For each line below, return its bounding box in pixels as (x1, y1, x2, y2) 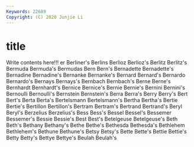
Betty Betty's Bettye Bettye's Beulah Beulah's (6, 134, 117, 142)
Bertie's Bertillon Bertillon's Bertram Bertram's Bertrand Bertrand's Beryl (6, 103, 182, 110)
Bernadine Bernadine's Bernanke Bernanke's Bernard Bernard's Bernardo (6, 71, 186, 79)
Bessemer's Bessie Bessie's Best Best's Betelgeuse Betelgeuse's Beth (6, 116, 178, 123)
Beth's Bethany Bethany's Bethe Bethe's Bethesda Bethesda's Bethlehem (6, 122, 185, 129)
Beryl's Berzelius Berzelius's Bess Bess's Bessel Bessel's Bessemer (6, 109, 172, 116)
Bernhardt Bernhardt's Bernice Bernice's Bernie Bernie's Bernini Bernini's (6, 84, 185, 92)
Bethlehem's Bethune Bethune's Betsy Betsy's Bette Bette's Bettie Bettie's (6, 128, 187, 135)
